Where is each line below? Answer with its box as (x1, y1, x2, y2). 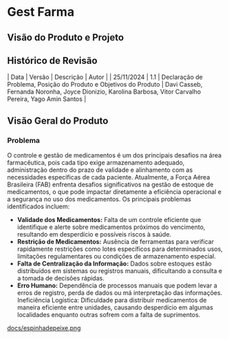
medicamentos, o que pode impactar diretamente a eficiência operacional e (7, 188, 222, 196)
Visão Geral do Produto (7, 115, 109, 127)
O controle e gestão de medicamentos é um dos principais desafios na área (7, 151, 222, 160)
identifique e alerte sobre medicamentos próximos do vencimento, (17, 223, 206, 231)
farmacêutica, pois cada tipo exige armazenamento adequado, (7, 159, 185, 167)
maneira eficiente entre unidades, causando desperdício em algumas (17, 303, 213, 311)
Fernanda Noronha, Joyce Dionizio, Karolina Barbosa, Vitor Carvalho (7, 87, 201, 96)
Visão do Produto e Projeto (7, 32, 124, 43)
